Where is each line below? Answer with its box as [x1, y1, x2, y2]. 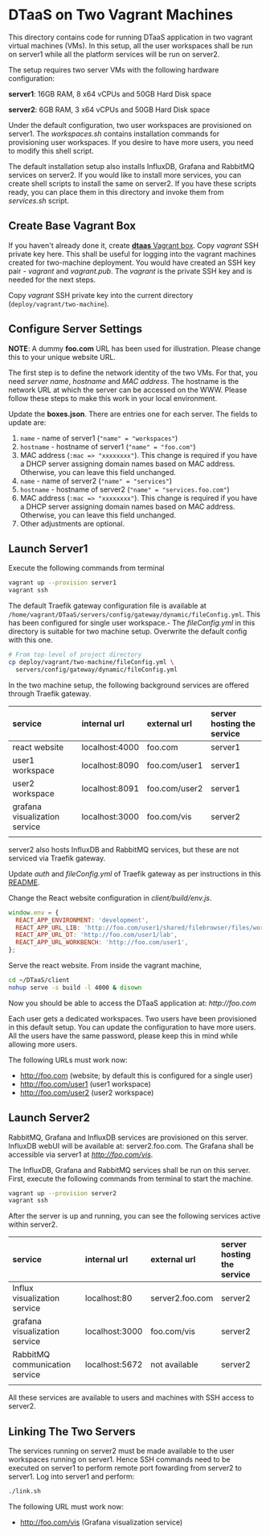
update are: [8, 417, 47, 427]
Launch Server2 [8, 1111, 91, 1124]
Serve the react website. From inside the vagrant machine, [8, 960, 202, 970]
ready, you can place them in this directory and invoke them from [8, 187, 224, 196]
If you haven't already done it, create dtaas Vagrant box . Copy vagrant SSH [8, 240, 259, 250]
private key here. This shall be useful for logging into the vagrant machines [8, 249, 256, 258]
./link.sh [8, 1488, 42, 1496]
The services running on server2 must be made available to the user [8, 1446, 235, 1456]
